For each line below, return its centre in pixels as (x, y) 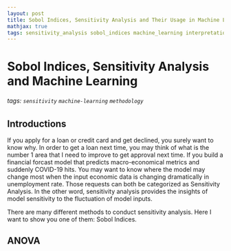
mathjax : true (27, 26)
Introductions (37, 123)
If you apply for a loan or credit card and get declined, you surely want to (111, 140)
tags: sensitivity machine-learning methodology (75, 101)
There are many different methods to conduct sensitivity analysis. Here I (109, 212)
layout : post (26, 13)
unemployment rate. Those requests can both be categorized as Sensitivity (113, 184)
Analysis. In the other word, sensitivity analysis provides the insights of (108, 192)
